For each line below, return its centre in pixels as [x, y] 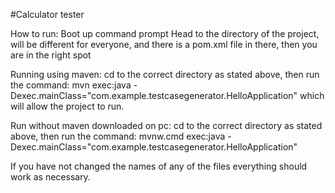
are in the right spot [51, 55]
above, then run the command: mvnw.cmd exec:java [118, 136]
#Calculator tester [47, 14]
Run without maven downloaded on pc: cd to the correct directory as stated [166, 125]
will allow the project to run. [67, 106]
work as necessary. [50, 177]
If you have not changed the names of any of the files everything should [159, 166]
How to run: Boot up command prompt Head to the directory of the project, [165, 33]
